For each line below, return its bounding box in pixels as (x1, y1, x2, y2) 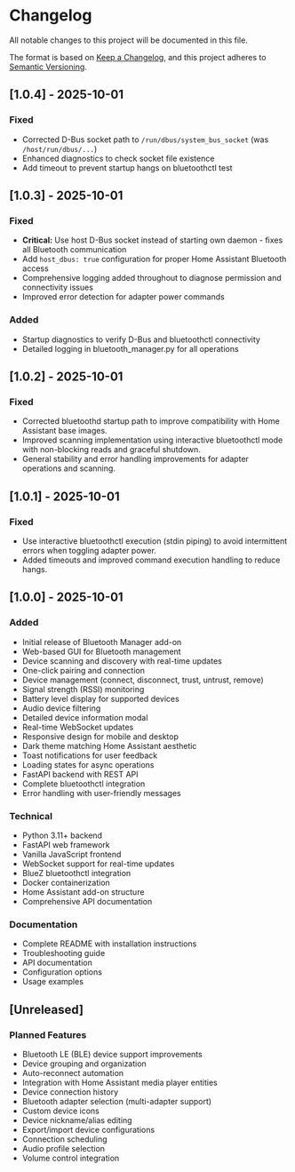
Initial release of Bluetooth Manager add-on (21, 636, 182, 647)
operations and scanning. (21, 463, 116, 474)
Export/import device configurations (21, 1124, 155, 1135)
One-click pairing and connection (21, 665, 145, 675)
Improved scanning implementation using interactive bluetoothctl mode (21, 435, 283, 445)
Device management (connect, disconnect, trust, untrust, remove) (21, 674, 264, 685)
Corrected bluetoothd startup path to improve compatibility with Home (21, 416, 280, 427)
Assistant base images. (21, 426, 108, 436)
